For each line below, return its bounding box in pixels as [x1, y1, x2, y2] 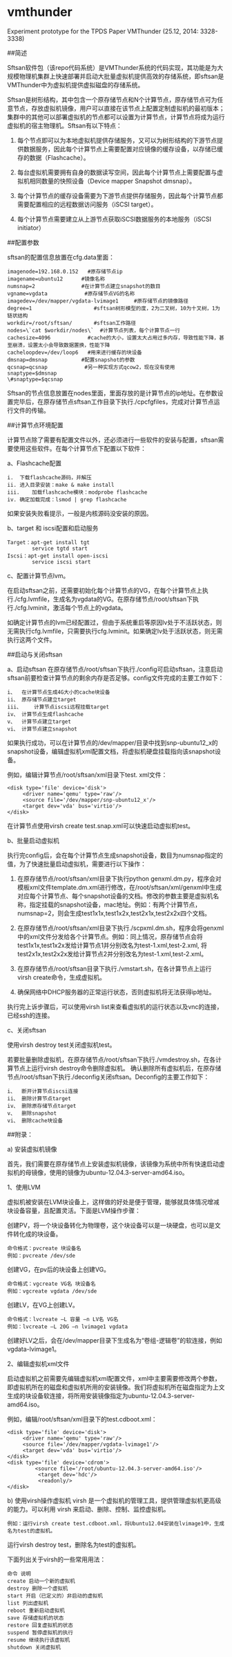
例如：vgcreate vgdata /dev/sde [7, 1287, 97, 1295]
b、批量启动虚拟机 [7, 836, 60, 845]
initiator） [17, 223, 45, 232]
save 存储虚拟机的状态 [7, 1614, 64, 1621]
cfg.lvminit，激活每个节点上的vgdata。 [17, 603, 127, 611]
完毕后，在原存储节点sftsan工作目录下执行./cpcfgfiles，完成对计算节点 [12, 397, 214, 406]
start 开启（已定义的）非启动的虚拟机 [7, 1592, 104, 1600]
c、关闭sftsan [7, 1025, 47, 1034]
